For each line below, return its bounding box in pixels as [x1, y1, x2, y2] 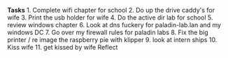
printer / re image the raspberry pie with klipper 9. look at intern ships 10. [7, 36, 218, 44]
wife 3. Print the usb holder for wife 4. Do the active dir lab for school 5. [7, 13, 213, 22]
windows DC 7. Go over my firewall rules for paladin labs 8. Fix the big [7, 28, 208, 36]
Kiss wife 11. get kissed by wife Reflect [7, 43, 118, 51]
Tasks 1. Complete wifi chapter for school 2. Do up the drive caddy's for [7, 6, 215, 14]
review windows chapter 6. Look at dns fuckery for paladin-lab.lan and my [7, 21, 222, 29]
